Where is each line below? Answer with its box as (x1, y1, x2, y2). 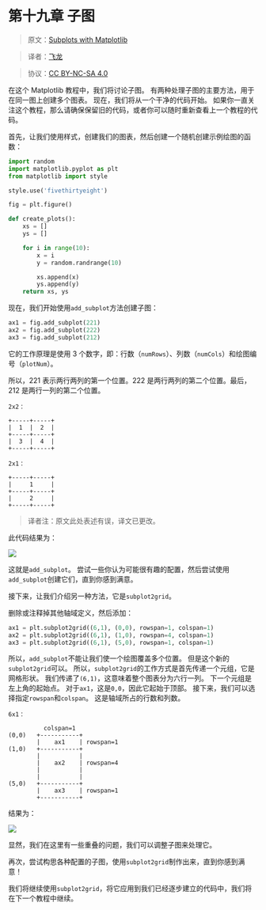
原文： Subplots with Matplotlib (27, 35, 128, 44)
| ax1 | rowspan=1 (36, 738, 119, 746)
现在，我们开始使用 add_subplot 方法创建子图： (8, 303, 158, 313)
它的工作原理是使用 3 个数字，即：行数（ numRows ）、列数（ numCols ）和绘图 (8, 349, 250, 358)
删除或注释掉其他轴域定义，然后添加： (8, 608, 133, 617)
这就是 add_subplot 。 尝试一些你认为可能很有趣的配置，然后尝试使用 (8, 564, 230, 574)
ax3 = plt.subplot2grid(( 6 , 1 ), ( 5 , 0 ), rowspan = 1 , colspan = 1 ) (8, 639, 215, 646)
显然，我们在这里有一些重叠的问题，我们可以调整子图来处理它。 (8, 840, 216, 850)
